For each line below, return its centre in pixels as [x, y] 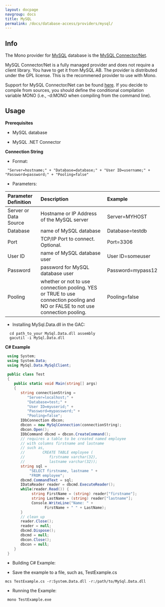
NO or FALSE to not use [68, 306]
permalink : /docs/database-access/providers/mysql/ [59, 23]
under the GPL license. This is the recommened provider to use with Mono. [81, 76]
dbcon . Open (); [35, 429]
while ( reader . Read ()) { [45, 489]
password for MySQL [65, 267]
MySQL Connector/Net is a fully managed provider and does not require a [80, 65]
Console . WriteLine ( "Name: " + [62, 503]
